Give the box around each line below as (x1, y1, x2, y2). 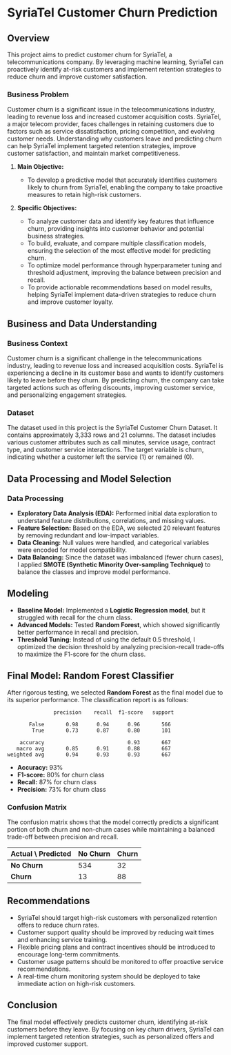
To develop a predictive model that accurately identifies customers (27, 176, 217, 184)
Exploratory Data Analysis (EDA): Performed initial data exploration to (17, 509, 218, 518)
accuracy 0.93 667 (19, 739, 171, 746)
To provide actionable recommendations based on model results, (27, 283, 212, 291)
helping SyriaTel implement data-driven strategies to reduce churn (27, 291, 217, 299)
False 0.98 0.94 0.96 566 (28, 721, 171, 728)
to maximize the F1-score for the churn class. (17, 650, 146, 658)
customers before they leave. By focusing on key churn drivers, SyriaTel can (7, 1025, 224, 1033)
